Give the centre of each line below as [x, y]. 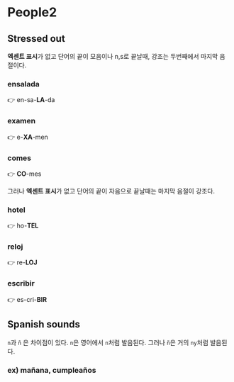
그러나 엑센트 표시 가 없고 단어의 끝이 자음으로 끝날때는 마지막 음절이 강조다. [111, 191]
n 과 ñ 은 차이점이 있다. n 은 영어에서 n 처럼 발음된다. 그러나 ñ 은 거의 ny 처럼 [108, 342]
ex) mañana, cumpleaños [52, 370]
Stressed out [36, 39]
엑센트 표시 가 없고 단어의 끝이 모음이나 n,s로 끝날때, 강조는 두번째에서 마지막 [113, 56]
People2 [32, 12]
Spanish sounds [44, 324]
